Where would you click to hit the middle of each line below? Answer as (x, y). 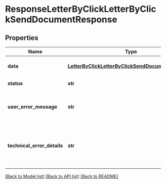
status (15, 83)
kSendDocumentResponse (61, 19)
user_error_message (33, 107)
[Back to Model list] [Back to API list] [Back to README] (62, 176)
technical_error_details (35, 146)
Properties (22, 38)
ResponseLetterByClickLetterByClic (81, 9)
